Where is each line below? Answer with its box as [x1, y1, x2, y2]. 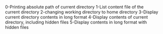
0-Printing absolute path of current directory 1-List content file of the [5, 4, 144, 10]
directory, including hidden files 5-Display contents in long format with [5, 19, 147, 25]
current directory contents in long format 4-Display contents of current [5, 14, 148, 20]
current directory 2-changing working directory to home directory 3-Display [5, 9, 159, 15]
